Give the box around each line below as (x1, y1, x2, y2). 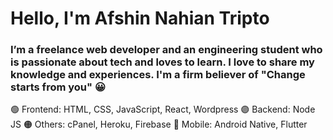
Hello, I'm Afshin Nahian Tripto (10, 7, 270, 30)
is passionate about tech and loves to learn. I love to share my (10, 55, 315, 69)
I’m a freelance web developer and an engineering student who (10, 43, 323, 57)
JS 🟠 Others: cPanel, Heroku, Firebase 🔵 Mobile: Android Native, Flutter (10, 118, 308, 131)
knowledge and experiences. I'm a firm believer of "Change (10, 68, 306, 82)
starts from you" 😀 (10, 80, 106, 94)
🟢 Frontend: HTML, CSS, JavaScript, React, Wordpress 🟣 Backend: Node (10, 103, 316, 116)
